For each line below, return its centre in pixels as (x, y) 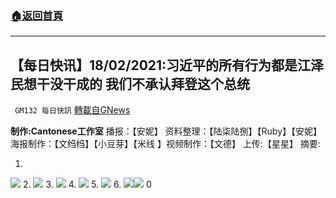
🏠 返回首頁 (37, 15)
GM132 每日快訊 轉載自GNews (72, 110)
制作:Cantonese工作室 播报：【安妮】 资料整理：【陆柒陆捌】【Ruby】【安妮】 (166, 131)
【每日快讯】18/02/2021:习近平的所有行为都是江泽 (167, 65)
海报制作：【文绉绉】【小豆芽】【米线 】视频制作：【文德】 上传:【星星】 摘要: (165, 144)
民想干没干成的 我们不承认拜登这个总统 (130, 83)
